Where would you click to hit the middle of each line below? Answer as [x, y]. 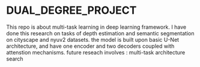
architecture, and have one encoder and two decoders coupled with [90, 46]
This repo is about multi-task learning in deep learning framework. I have [96, 27]
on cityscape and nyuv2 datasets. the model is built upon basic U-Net [92, 39]
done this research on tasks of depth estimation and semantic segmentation [100, 33]
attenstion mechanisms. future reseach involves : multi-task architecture [96, 52]
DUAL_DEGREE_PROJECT [71, 10]
